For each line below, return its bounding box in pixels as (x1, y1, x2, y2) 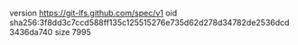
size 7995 (54, 27, 92, 37)
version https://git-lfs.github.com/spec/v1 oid (9, 8, 178, 18)
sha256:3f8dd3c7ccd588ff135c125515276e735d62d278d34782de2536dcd (9, 17, 290, 28)
